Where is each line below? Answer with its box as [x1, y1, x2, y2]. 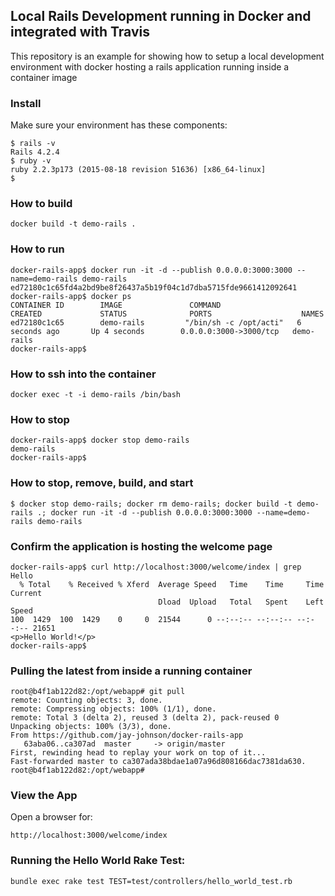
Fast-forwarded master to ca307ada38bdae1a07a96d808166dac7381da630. [10, 757, 307, 767]
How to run [10, 242, 65, 256]
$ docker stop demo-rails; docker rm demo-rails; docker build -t [10, 499, 293, 509]
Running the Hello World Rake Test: [10, 854, 186, 868]
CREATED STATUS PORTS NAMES [10, 309, 325, 319]
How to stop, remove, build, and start [10, 476, 194, 490]
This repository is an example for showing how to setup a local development [10, 50, 325, 62]
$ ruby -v [10, 156, 52, 166]
